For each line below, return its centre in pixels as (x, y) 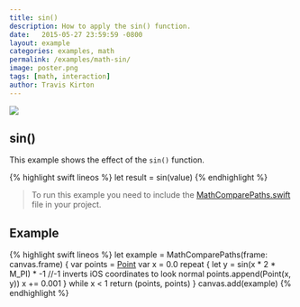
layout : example (40, 43)
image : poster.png (44, 69)
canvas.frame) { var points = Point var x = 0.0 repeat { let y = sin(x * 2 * (143, 265)
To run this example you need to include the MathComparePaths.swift (161, 195)
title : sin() (34, 18)
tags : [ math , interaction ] (60, 77)
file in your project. (66, 205)
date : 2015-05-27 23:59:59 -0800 (76, 34)
